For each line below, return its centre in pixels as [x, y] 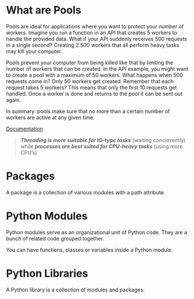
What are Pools [44, 10]
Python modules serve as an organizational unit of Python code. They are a [97, 232]
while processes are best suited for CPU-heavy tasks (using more [101, 146]
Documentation [25, 129]
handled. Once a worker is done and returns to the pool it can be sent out [94, 94]
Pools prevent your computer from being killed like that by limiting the [90, 63]
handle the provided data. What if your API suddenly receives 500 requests [97, 39]
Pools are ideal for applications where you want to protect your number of [95, 26]
